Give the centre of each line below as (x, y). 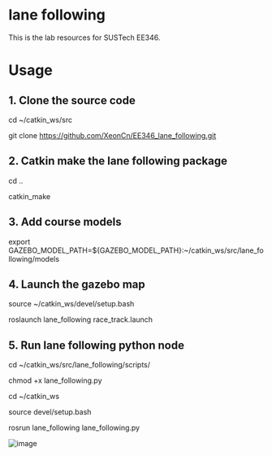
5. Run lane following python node (97, 345)
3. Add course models (65, 222)
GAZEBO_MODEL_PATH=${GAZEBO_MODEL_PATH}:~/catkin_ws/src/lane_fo (136, 250)
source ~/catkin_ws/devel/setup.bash (71, 304)
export (19, 241)
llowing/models (34, 258)
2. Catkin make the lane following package (118, 161)
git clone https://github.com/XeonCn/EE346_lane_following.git (112, 135)
